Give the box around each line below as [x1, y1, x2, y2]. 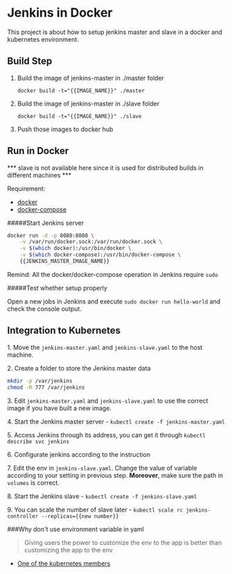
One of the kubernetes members [17, 559, 111, 567]
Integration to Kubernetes [7, 325, 121, 337]
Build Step [7, 56, 53, 67]
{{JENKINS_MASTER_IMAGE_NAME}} [19, 258, 110, 265]
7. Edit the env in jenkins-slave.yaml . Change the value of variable [7, 464, 197, 472]
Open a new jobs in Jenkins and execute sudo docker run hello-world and [7, 297, 221, 305]
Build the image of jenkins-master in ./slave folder [17, 99, 159, 108]
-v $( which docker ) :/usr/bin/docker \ [19, 245, 132, 252]
